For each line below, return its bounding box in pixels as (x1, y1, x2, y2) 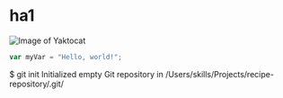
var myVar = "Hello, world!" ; (9, 52, 123, 61)
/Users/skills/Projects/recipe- (164, 68, 274, 79)
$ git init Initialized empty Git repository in (9, 68, 164, 79)
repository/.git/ (9, 78, 65, 89)
